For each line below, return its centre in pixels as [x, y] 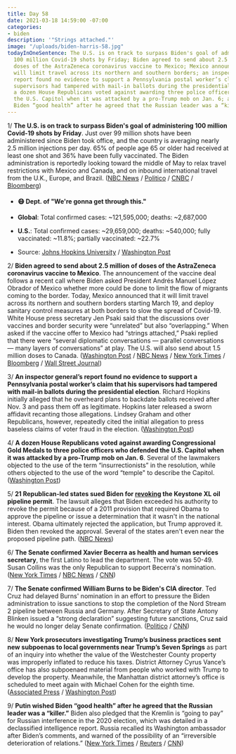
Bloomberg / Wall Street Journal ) [54, 363]
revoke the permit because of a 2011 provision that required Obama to [108, 509]
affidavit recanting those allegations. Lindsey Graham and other [99, 414]
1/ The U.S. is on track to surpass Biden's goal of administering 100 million [117, 125]
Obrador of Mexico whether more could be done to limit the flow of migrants [118, 288]
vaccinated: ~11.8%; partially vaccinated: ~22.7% [88, 239]
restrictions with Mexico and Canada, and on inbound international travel [112, 171]
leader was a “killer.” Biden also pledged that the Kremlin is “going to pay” [115, 713]
